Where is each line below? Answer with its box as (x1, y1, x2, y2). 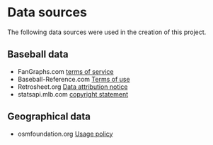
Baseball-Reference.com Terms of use (17, 75, 130, 83)
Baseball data (7, 48, 69, 60)
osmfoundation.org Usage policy (17, 129, 113, 138)
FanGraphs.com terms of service (17, 67, 114, 75)
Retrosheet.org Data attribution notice (17, 82, 128, 91)
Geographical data (7, 111, 91, 123)
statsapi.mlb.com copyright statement (17, 90, 129, 98)
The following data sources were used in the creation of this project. (7, 28, 207, 36)
